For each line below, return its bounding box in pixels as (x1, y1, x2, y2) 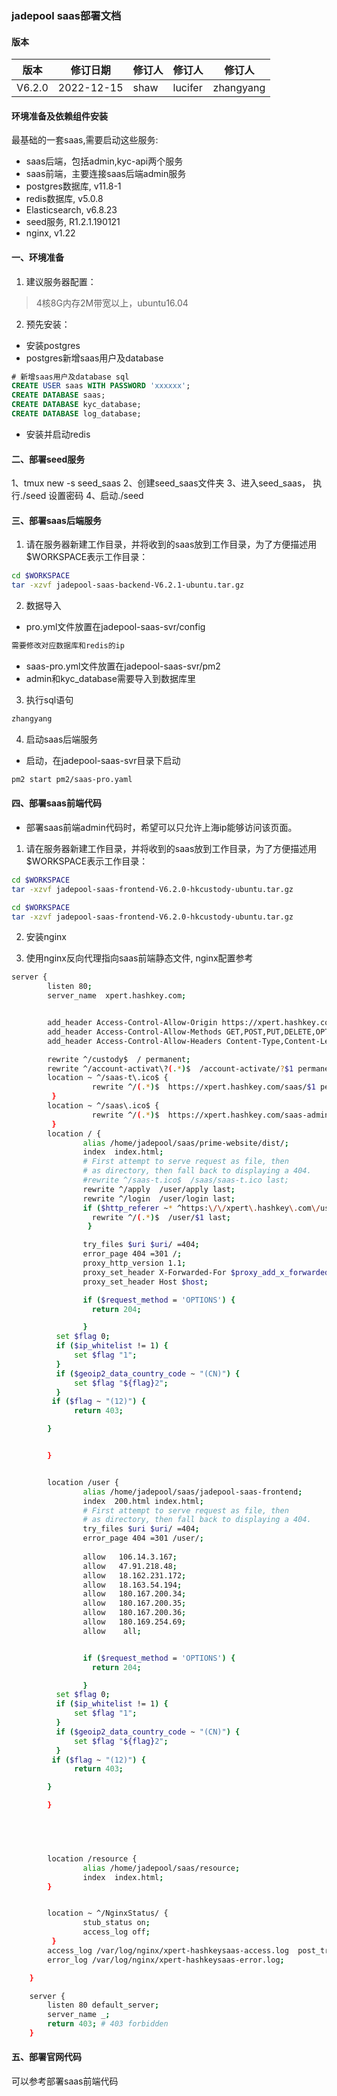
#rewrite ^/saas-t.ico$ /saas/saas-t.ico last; (82, 1175, 289, 1186)
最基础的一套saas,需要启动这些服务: (11, 134, 159, 146)
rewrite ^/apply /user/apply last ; (82, 1184, 236, 1194)
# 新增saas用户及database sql (11, 372, 130, 382)
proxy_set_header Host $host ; (82, 1277, 209, 1287)
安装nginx (25, 931, 67, 943)
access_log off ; (82, 1927, 151, 1937)
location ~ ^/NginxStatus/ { (47, 1908, 169, 1919)
